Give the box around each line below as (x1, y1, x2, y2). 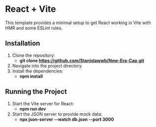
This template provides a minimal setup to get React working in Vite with (5, 20, 151, 26)
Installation (5, 39, 40, 48)
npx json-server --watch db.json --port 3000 (19, 116, 114, 122)
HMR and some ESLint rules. (5, 25, 63, 31)
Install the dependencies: (12, 68, 64, 74)
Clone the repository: (12, 52, 55, 58)
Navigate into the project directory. (12, 63, 83, 68)
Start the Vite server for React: (12, 100, 74, 106)
